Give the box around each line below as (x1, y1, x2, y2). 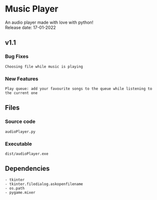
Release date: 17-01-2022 (5, 24, 57, 30)
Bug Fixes (5, 53, 29, 60)
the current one (5, 91, 38, 95)
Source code (5, 118, 36, 125)
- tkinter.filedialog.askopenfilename (5, 182, 83, 186)
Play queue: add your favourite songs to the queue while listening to (5, 86, 152, 91)
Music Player (5, 3, 58, 15)
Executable (5, 140, 32, 147)
